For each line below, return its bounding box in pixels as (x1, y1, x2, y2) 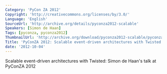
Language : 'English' (5, 16, 48, 21)
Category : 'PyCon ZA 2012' (5, 7, 61, 12)
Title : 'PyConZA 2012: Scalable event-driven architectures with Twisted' (5, 40, 164, 45)
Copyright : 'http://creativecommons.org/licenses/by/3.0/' (5, 12, 130, 17)
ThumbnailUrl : (5, 35, 35, 40)
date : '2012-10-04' (5, 44, 46, 49)
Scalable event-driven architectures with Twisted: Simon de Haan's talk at (5, 58, 157, 64)
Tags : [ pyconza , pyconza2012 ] (5, 30, 68, 35)
